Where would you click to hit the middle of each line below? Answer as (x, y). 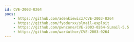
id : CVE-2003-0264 (23, 9)
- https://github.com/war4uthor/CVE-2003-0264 (61, 32)
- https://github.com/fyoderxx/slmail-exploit (61, 23)
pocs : (10, 14)
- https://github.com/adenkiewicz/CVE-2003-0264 (64, 18)
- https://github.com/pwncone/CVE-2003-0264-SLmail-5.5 (71, 28)
